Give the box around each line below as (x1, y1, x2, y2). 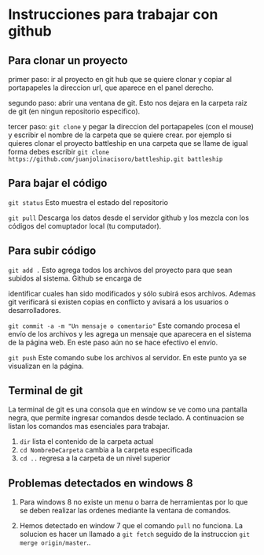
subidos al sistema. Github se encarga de (8, 274, 142, 283)
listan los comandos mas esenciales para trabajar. (8, 422, 170, 431)
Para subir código (8, 244, 97, 258)
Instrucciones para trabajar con (8, 6, 218, 24)
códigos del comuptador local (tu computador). (8, 221, 162, 230)
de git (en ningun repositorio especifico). (8, 106, 141, 116)
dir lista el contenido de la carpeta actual (19, 437, 154, 446)
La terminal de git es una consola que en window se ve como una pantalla (8, 404, 247, 415)
